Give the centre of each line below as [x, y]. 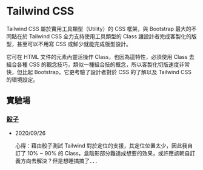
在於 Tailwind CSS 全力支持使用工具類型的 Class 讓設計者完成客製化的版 [107, 36]
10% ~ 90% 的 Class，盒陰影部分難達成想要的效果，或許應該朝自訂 [111, 153]
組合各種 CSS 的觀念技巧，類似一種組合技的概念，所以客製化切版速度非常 [98, 64]
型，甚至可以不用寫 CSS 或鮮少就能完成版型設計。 [69, 44]
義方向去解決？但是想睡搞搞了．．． [58, 161]
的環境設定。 [22, 80]
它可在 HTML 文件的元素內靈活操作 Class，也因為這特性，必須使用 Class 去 [101, 56]
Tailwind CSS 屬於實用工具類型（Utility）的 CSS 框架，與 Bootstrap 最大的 [99, 29]
